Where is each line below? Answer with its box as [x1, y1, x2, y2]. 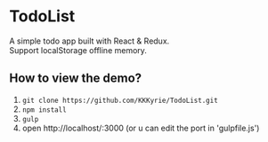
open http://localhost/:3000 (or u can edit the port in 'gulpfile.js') [21, 122, 260, 133]
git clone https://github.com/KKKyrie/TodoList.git [21, 96, 218, 105]
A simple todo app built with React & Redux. [9, 35, 170, 46]
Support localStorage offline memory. [9, 44, 147, 55]
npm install [21, 105, 67, 114]
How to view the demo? [9, 71, 142, 86]
